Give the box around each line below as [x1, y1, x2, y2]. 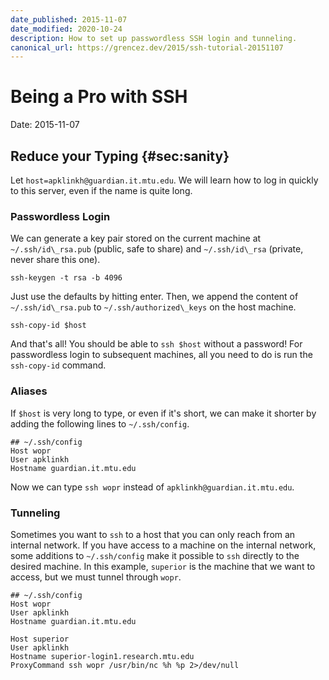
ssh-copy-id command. [10, 359, 107, 371]
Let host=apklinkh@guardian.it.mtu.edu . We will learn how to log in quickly [10, 174, 319, 186]
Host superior [10, 634, 70, 644]
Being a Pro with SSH [10, 86, 188, 108]
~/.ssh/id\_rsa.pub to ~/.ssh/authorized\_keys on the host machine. [10, 301, 297, 313]
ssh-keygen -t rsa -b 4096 [10, 273, 123, 283]
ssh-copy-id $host [10, 321, 87, 331]
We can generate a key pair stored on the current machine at [10, 232, 262, 245]
